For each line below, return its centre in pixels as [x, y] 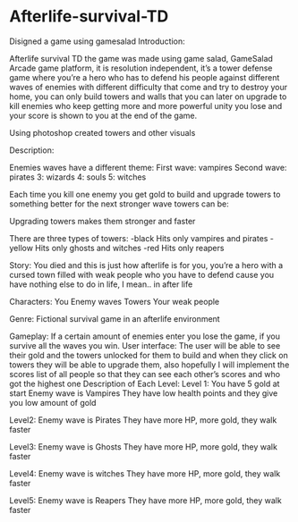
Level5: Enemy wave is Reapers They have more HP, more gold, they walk [145, 500]
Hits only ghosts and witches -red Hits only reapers [130, 248]
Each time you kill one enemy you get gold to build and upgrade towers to [145, 194]
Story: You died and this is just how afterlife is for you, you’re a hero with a [146, 265]
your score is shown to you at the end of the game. [103, 115]
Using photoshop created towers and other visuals [102, 132]
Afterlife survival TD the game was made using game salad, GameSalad [141, 58]
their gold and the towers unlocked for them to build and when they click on [149, 355]
